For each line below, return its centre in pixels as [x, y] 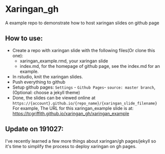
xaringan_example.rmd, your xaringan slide [64, 61]
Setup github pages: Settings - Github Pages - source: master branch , [84, 87]
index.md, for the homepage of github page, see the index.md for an [90, 66]
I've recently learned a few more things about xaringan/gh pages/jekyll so [81, 141]
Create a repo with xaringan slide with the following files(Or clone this [84, 50]
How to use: [24, 38]
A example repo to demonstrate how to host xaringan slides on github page [82, 23]
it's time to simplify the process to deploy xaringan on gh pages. [71, 146]
